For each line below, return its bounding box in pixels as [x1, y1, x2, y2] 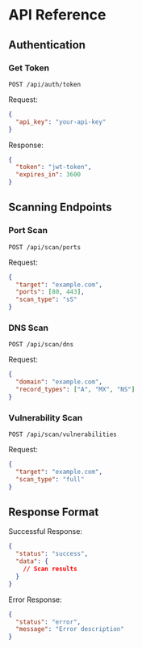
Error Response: [8, 595, 62, 604]
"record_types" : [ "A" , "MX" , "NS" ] [15, 386, 136, 394]
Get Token [8, 62, 50, 74]
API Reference [8, 6, 106, 24]
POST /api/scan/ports [8, 243, 81, 252]
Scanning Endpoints [8, 201, 112, 214]
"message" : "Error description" [15, 625, 125, 633]
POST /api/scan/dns [8, 341, 74, 349]
